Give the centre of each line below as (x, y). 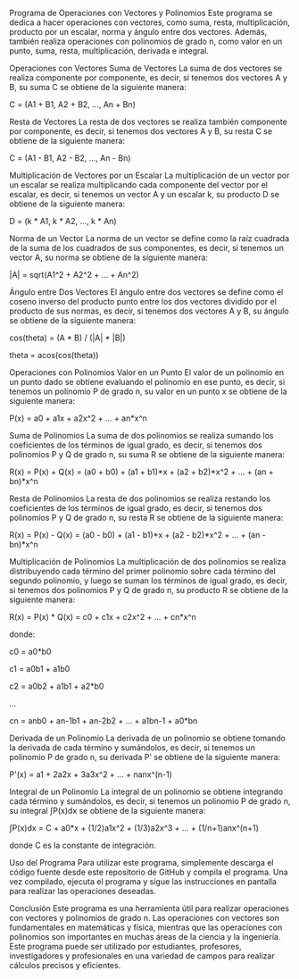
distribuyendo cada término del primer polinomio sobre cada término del (143, 571)
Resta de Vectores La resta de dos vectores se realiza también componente (148, 121)
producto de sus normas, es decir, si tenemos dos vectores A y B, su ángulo (149, 311)
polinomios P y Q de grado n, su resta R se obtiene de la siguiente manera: (146, 518)
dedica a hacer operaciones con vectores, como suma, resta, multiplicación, (149, 22)
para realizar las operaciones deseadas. (83, 891)
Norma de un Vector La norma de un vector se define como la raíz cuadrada (149, 238)
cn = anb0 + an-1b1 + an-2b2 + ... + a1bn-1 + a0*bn (104, 721)
